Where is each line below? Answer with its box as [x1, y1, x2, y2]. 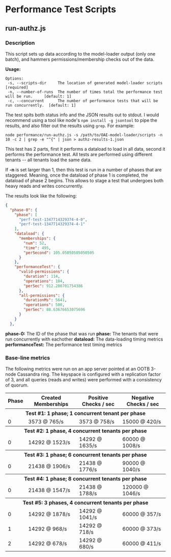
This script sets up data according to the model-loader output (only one [5, 51, 156, 57]
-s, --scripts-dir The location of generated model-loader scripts [7, 80, 163, 85]
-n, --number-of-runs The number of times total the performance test [7, 89, 163, 94]
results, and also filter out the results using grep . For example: [5, 123, 135, 129]
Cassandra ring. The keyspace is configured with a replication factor [17, 371, 161, 377]
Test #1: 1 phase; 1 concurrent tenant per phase [25, 409, 146, 417]
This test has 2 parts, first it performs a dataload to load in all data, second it [5, 146, 165, 152]
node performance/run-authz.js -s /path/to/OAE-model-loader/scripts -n [5, 132, 163, 137]
